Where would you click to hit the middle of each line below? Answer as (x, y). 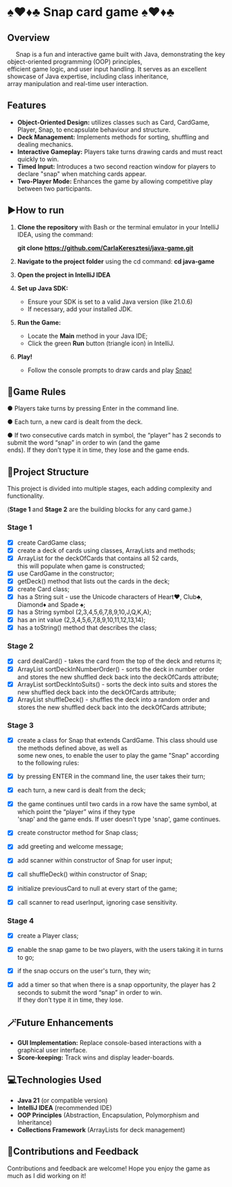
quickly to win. (38, 159)
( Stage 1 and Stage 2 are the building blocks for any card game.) (99, 510)
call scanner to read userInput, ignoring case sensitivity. (97, 902)
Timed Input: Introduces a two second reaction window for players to (116, 166)
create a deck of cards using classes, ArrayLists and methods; (106, 550)
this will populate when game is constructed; (81, 566)
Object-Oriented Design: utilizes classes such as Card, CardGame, (113, 122)
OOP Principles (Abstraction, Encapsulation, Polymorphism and (108, 1115)
